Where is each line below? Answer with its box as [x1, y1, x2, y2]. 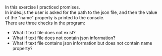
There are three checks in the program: [5, 20, 85, 26]
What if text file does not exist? [12, 30, 76, 35]
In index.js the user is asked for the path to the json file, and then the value [5, 9, 158, 15]
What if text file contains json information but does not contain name [12, 40, 153, 46]
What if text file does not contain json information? [12, 35, 115, 41]
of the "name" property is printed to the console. [5, 15, 105, 20]
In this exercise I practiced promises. [5, 4, 80, 10]
